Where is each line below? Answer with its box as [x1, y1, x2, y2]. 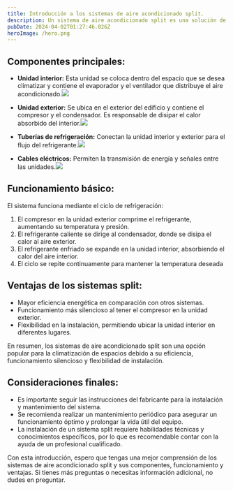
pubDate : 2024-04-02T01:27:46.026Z [7, 23, 111, 30]
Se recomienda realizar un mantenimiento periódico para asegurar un [17, 410, 218, 418]
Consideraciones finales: [7, 376, 119, 388]
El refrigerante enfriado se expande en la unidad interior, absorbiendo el [17, 244, 225, 253]
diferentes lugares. [17, 328, 72, 336]
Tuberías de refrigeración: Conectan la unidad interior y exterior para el [17, 133, 225, 141]
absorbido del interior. [17, 119, 82, 128]
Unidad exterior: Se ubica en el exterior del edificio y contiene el [17, 103, 204, 112]
